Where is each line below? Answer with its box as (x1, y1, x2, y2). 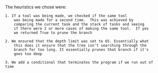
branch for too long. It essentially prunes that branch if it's (14, 47, 149, 52)
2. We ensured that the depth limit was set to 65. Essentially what (5, 39, 149, 44)
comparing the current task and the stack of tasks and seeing (14, 22, 145, 27)
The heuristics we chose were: (5, 4, 67, 10)
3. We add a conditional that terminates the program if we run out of (5, 60, 153, 65)
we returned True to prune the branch (14, 30, 92, 35)
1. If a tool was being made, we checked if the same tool (5, 14, 127, 18)
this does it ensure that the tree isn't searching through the (14, 43, 147, 48)
